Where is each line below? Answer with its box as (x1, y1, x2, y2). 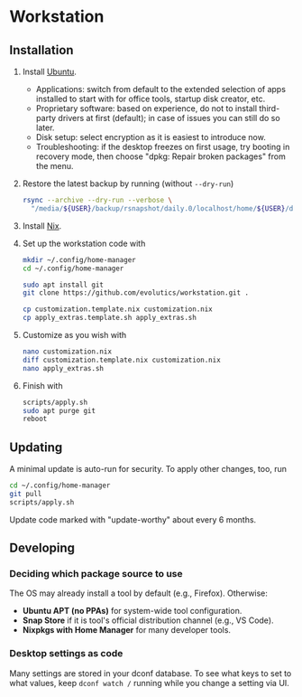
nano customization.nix (22, 347, 113, 356)
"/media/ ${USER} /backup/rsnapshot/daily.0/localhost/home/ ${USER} (31, 203, 286, 213)
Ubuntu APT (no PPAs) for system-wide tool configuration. (22, 606, 243, 617)
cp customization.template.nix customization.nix (22, 305, 214, 314)
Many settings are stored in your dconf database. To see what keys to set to (9, 667, 292, 679)
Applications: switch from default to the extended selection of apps (35, 84, 287, 94)
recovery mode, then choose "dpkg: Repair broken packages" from (35, 151, 286, 162)
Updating (9, 439, 63, 455)
